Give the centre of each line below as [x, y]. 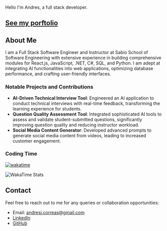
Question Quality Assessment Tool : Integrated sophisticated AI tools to [87, 114]
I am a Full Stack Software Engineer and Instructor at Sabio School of [77, 52]
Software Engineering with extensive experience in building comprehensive [83, 58]
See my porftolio [32, 23]
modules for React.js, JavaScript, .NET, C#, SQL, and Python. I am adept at [83, 63]
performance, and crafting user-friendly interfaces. [58, 74]
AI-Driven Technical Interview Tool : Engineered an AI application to [83, 98]
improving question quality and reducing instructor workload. [76, 125]
